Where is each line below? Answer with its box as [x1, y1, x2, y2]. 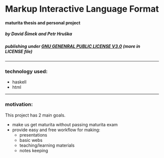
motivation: [5, 101, 33, 108]
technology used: [5, 68, 48, 75]
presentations [19, 132, 47, 138]
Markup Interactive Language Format [5, 3, 159, 15]
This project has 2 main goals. [5, 112, 66, 118]
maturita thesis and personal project [5, 20, 81, 25]
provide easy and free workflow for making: [12, 127, 101, 133]
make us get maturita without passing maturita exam [12, 121, 118, 127]
